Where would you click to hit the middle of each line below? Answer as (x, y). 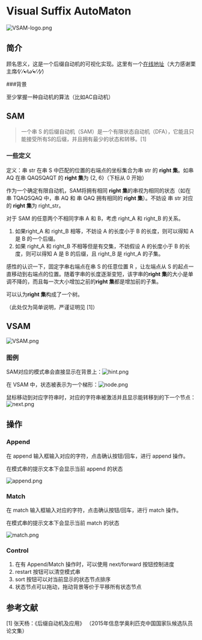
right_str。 (51, 205)
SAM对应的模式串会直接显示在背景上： (54, 372)
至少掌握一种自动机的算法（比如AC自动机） (60, 97)
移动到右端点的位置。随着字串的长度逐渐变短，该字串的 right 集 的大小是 (99, 274)
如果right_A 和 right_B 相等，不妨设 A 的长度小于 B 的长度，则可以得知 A (104, 231)
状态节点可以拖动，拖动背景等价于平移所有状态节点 (78, 587)
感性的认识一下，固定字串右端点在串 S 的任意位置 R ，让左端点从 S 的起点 (97, 266)
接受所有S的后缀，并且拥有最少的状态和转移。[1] (86, 139)
